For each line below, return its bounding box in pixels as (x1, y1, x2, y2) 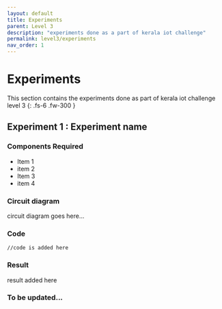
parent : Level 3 (7, 23, 53, 29)
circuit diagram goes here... (7, 212, 85, 220)
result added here (7, 275, 57, 284)
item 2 (16, 164, 36, 173)
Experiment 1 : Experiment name (7, 121, 148, 133)
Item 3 (16, 172, 36, 180)
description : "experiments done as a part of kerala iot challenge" (7, 29, 206, 36)
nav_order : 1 (7, 42, 44, 49)
